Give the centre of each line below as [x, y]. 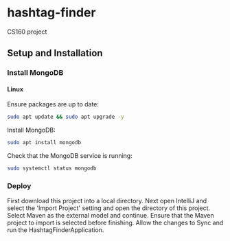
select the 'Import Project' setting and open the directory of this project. [109, 208]
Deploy [19, 186]
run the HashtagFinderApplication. [56, 230]
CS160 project [27, 32]
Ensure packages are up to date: [53, 104]
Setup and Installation [55, 53]
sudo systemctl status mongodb [52, 169]
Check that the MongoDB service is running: [70, 156]
